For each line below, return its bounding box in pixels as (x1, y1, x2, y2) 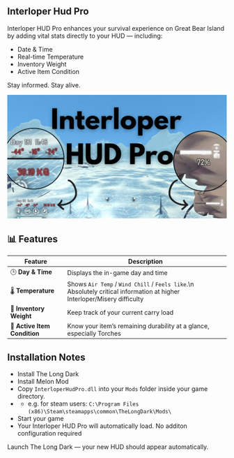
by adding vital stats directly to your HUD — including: (7, 31, 163, 40)
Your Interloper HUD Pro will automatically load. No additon (17, 422, 188, 430)
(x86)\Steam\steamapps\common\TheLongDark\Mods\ (27, 408, 172, 415)
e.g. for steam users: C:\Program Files (27, 399, 139, 408)
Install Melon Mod (17, 377, 69, 385)
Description (127, 257, 163, 265)
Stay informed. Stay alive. (7, 80, 81, 89)
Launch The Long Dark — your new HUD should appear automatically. (7, 443, 209, 451)
